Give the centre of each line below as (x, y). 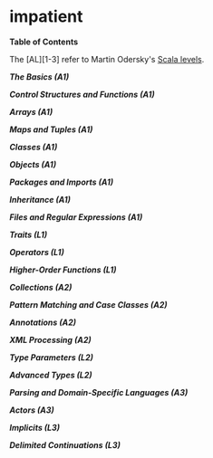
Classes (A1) (34, 147)
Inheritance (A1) (40, 199)
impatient (46, 17)
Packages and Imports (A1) (62, 182)
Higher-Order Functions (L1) (63, 270)
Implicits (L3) (35, 427)
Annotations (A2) (43, 322)
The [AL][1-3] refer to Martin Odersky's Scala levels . (107, 59)
